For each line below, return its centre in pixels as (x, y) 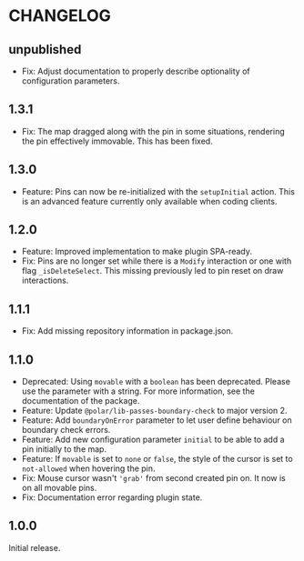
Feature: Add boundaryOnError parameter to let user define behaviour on (157, 420)
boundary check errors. (66, 430)
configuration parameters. (71, 81)
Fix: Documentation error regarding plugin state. (112, 497)
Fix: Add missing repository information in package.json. (127, 331)
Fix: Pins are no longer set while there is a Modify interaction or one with (157, 261)
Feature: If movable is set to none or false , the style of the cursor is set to (157, 459)
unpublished (45, 50)
